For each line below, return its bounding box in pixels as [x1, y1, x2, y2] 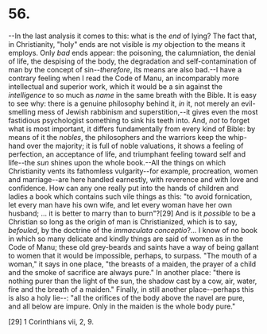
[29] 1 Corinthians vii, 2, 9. [8, 317, 94, 326]
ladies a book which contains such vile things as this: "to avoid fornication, [8, 192, 253, 201]
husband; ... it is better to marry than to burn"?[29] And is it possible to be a [8, 208, 256, 218]
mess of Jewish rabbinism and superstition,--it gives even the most [37, 107, 258, 116]
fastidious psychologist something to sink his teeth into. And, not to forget [8, 115, 250, 125]
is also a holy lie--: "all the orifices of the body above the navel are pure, [8, 293, 245, 302]
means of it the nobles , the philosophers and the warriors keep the [8, 132, 226, 142]
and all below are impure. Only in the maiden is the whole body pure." [8, 301, 236, 311]
